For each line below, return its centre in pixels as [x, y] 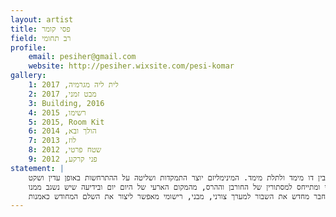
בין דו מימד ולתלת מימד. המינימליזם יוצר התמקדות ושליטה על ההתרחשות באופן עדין [187, 177]
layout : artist [42, 19]
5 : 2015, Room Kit [66, 122]
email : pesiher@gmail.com [82, 57]
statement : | [37, 168]
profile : [28, 47]
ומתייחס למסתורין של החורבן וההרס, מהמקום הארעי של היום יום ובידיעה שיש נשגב [183, 187]
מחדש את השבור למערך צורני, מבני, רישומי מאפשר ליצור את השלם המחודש [181, 196]
